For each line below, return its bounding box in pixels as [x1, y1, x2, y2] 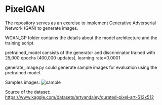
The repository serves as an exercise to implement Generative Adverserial [5, 20, 156, 26]
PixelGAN [5, 3, 45, 15]
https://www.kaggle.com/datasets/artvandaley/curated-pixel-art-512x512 [5, 94, 154, 100]
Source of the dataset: [5, 89, 51, 95]
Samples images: [5, 79, 40, 85]
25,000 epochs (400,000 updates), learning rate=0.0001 [5, 54, 121, 60]
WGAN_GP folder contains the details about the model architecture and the [5, 35, 158, 41]
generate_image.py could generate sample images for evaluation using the [5, 64, 157, 70]
